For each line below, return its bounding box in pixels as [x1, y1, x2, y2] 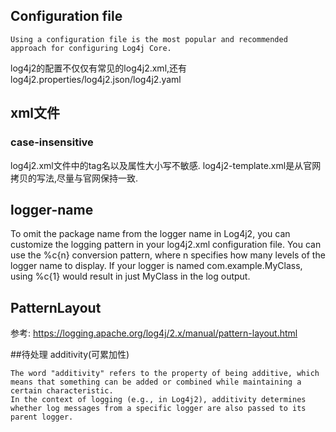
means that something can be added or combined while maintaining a [10, 377, 302, 388]
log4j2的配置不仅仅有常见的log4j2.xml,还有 [10, 62, 188, 74]
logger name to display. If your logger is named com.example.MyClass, [10, 260, 303, 272]
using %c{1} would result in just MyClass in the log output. [10, 270, 251, 283]
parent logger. [10, 412, 74, 423]
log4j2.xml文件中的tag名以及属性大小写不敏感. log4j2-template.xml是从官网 [10, 159, 322, 171]
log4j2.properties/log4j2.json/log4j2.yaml [10, 73, 182, 85]
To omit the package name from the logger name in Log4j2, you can [10, 228, 291, 240]
